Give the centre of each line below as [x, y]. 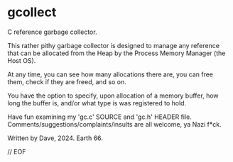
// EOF [17, 151]
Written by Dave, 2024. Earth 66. [55, 138]
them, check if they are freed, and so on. [67, 81]
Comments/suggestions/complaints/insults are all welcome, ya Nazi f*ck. [114, 124]
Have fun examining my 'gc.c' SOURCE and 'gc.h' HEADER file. [99, 117]
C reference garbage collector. [52, 32]
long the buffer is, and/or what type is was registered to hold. [97, 103]
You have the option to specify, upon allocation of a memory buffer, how [113, 96]
